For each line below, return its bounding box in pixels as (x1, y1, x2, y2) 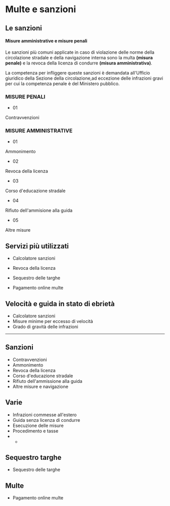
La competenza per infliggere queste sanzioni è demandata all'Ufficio (5, 69, 150, 76)
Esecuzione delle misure (12, 422, 64, 428)
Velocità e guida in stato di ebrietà (5, 299, 115, 308)
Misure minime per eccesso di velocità (12, 318, 94, 324)
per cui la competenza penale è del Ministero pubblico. (5, 80, 120, 87)
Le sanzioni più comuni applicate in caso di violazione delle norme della (5, 49, 155, 55)
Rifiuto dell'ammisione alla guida (5, 207, 73, 213)
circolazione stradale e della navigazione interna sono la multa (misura (5, 54, 153, 60)
